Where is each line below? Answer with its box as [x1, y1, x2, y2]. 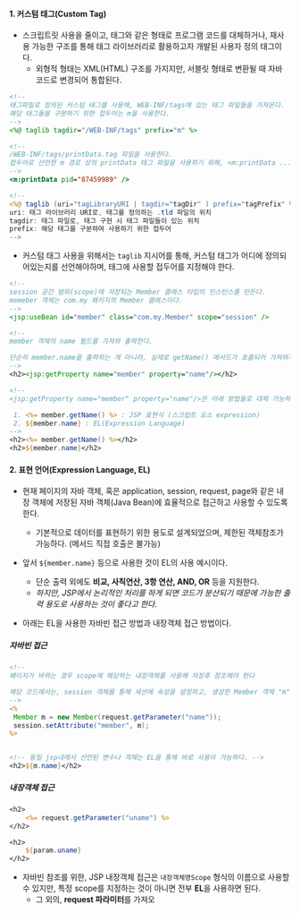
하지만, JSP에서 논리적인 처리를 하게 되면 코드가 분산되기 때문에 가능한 [35, 587, 281, 599]
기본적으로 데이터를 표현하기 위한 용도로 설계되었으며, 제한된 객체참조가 [35, 527, 284, 538]
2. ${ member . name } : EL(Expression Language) [12, 419, 186, 428]
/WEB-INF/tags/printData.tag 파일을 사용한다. [9, 150, 172, 159]
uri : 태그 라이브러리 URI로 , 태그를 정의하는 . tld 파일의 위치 [9, 208, 212, 217]
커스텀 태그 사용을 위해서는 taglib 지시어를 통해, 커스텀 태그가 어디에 [21, 251, 263, 261]
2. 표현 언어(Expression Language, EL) [9, 464, 151, 474]
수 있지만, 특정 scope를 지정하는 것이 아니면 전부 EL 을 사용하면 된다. [21, 883, 262, 894]
